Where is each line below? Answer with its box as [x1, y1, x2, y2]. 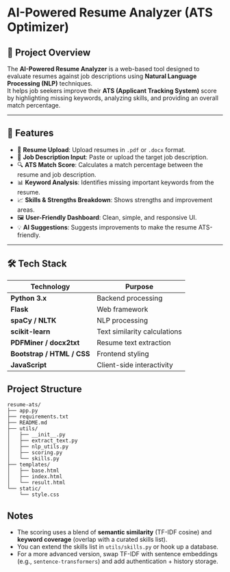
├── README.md [7, 419, 48, 426]
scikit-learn [10, 327, 51, 336]
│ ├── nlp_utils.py [7, 443, 69, 450]
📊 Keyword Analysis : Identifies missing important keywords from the [16, 178, 214, 186]
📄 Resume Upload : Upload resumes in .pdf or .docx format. [16, 145, 186, 153]
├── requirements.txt [7, 413, 69, 421]
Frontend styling [97, 349, 149, 358]
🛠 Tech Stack [7, 258, 67, 270]
